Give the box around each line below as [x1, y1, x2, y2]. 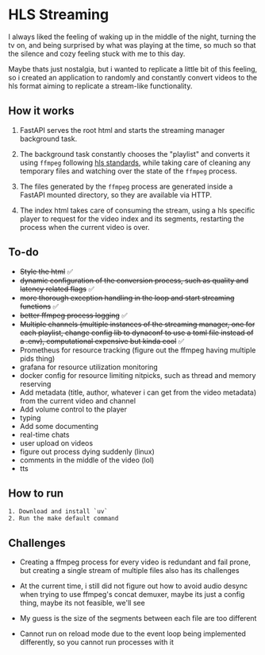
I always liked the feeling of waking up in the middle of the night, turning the [8, 32, 256, 41]
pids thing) [19, 353, 56, 363]
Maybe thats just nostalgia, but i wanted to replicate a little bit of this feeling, [8, 64, 258, 73]
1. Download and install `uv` [8, 508, 109, 516]
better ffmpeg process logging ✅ [19, 310, 129, 320]
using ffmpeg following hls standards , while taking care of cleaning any [19, 158, 252, 167]
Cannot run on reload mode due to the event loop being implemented [19, 629, 246, 638]
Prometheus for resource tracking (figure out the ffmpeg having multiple [19, 345, 256, 355]
